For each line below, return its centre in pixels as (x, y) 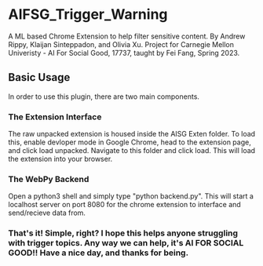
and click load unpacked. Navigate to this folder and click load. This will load (132, 151)
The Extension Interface (55, 117)
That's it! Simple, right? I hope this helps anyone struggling (123, 233)
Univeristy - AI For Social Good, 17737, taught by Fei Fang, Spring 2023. (124, 53)
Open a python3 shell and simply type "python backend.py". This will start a (131, 196)
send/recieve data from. (47, 213)
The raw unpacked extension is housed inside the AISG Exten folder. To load (132, 134)
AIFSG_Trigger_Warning (88, 15)
